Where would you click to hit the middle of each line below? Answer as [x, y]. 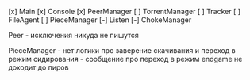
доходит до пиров [38, 67]
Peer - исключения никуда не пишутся [73, 35]
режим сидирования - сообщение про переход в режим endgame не [125, 59]
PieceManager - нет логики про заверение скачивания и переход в [122, 50]
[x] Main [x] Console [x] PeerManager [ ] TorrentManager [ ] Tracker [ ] [124, 11]
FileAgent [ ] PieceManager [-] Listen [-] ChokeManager [100, 20]
